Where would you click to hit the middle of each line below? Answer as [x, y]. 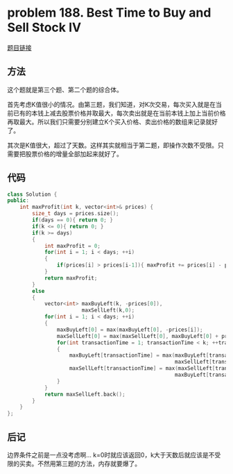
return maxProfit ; [71, 278]
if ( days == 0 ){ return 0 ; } [72, 220]
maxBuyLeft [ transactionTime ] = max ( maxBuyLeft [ [139, 355]
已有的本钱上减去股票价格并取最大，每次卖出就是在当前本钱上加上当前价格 [119, 113]
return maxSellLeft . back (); [85, 394]
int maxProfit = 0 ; [72, 246]
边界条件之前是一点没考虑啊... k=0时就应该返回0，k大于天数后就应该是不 [111, 455]
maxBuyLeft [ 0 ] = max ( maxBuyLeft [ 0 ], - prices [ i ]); [130, 330]
